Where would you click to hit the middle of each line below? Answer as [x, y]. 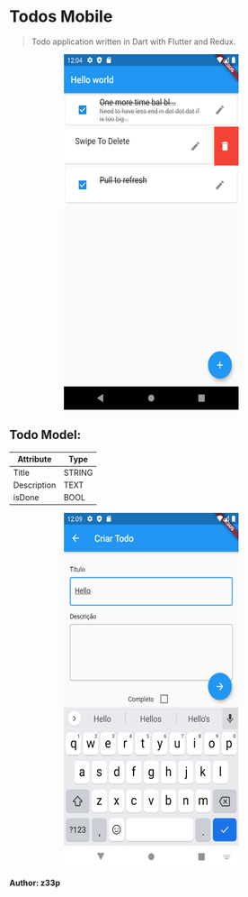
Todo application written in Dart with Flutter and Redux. [133, 41]
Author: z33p [35, 883]
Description [35, 485]
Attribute [35, 459]
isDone [26, 497]
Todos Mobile [61, 17]
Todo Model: [45, 435]
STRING [78, 472]
